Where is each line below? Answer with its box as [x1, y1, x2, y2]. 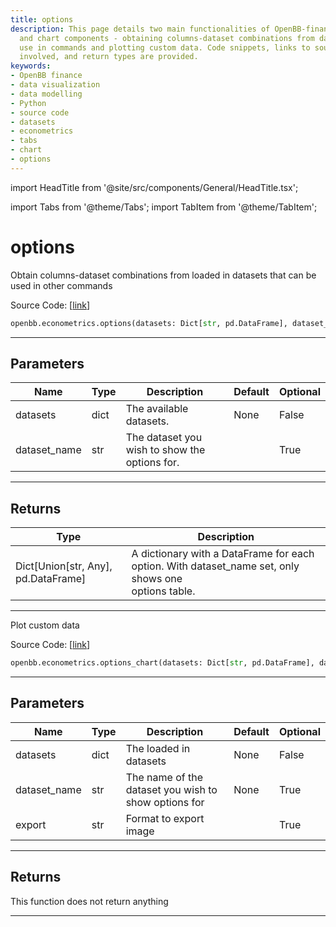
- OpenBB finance [10, 71, 83, 81]
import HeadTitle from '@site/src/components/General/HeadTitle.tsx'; [10, 181, 299, 193]
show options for [125, 795, 205, 809]
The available [125, 402, 189, 416]
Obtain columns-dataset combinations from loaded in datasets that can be [10, 269, 317, 281]
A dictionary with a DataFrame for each [131, 547, 315, 561]
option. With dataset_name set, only [131, 559, 300, 573]
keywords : [10, 61, 52, 71]
